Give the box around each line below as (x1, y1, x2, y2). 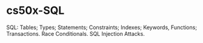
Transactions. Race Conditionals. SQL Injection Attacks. (6, 30, 145, 37)
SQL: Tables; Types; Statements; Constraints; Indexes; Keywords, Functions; (6, 24, 198, 31)
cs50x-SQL (6, 4, 65, 18)
